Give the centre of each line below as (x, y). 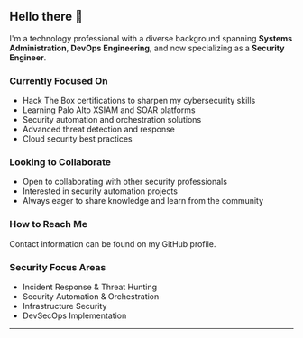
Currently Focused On (59, 80)
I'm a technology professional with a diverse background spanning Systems (151, 38)
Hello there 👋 (46, 17)
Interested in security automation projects (100, 191)
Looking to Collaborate (60, 162)
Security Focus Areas (58, 267)
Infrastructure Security (64, 306)
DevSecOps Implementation (74, 315)
